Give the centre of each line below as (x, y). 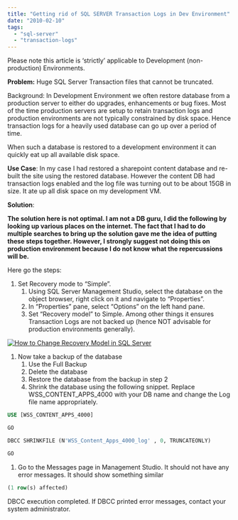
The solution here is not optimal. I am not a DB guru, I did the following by (117, 219)
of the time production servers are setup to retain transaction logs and (110, 111)
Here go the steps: (34, 270)
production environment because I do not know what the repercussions (115, 249)
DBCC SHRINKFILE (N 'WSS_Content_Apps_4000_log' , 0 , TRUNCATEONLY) (109, 440)
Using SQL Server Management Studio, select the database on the (125, 291)
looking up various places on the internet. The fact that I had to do (107, 226)
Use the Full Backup (58, 364)
